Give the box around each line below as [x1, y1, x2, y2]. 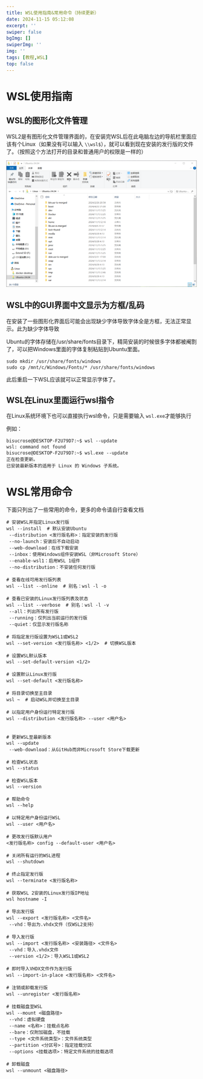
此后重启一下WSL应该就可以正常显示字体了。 [6, 375, 119, 383]
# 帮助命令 [6, 796, 30, 802]
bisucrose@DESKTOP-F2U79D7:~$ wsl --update [6, 438, 118, 444]
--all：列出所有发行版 [8, 609, 59, 615]
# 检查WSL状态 [6, 759, 38, 765]
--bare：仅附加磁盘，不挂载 [8, 1029, 71, 1035]
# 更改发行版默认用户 [6, 834, 53, 840]
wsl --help [6, 802, 34, 808]
